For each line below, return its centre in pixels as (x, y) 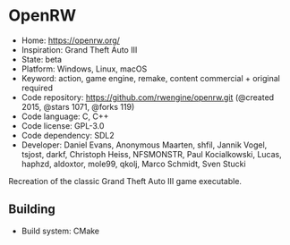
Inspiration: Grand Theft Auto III (79, 49)
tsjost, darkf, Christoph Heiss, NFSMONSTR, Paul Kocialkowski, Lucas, (152, 154)
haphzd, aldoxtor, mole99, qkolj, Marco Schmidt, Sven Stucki (134, 164)
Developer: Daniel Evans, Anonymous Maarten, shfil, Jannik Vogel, (144, 145)
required (37, 88)
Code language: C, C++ (65, 116)
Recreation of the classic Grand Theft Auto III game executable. (125, 181)
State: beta (42, 59)
